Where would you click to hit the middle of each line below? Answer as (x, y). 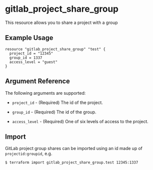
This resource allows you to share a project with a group (61, 22)
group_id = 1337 (26, 58)
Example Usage (29, 38)
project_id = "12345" (31, 53)
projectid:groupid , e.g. (29, 154)
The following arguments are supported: (46, 93)
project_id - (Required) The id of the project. (57, 102)
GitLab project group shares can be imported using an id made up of (74, 149)
